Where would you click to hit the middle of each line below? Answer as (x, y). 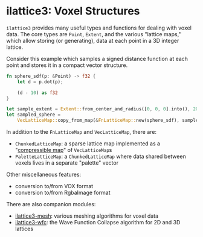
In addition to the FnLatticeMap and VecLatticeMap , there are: (82, 132)
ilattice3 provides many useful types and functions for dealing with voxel (99, 28)
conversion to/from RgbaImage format (63, 193)
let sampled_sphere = (34, 115)
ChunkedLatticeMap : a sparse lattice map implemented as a (88, 144)
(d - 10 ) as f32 (38, 93)
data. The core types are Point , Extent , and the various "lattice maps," (94, 34)
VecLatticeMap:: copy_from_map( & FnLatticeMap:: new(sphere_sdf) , (98, 121)
